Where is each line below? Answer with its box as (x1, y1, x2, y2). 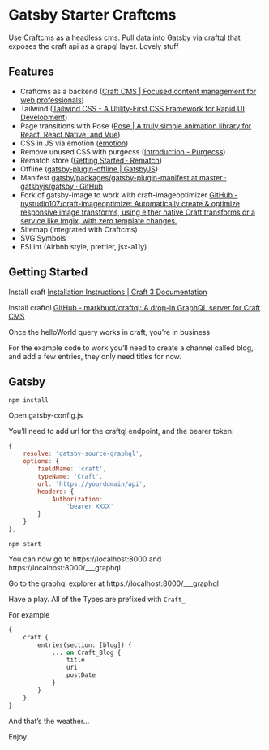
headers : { (37, 488, 75, 496)
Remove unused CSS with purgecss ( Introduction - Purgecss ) (19, 146, 226, 156)
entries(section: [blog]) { (37, 640, 132, 649)
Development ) (19, 112, 68, 122)
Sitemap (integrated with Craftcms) (19, 224, 138, 234)
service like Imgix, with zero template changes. (19, 215, 177, 225)
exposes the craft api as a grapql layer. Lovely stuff (8, 41, 179, 50)
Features (8, 65, 54, 79)
